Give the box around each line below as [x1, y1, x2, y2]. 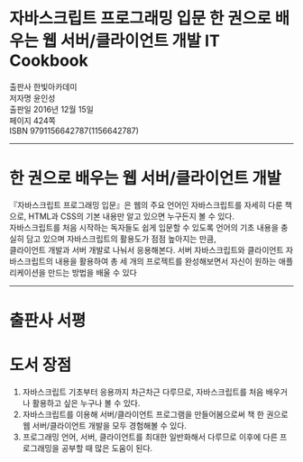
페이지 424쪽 [9, 114, 56, 126]
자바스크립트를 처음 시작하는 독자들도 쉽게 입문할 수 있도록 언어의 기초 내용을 [9, 222, 280, 232]
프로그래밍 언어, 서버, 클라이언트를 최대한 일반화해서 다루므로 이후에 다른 [22, 431, 278, 442]
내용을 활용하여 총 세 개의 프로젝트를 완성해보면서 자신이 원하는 [55, 256, 277, 267]
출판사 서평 [9, 311, 87, 331]
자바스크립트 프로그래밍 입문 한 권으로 [9, 8, 272, 29]
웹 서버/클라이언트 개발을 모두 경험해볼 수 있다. [22, 421, 188, 430]
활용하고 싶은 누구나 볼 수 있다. [32, 398, 141, 408]
